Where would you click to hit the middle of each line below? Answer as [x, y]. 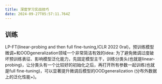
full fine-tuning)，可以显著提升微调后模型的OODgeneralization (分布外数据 [83, 71]
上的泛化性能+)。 [22, 77]
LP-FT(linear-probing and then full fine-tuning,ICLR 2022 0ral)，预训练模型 [80, 47]
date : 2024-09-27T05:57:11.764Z [37, 14]
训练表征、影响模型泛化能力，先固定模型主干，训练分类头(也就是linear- [84, 59]
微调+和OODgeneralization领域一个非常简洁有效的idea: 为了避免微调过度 [77, 53]
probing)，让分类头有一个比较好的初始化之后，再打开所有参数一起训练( [76, 65]
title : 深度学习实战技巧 [27, 9]
